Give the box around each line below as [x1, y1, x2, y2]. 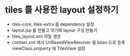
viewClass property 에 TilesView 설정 [12, 45, 86, 51]
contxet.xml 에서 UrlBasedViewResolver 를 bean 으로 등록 [12, 39, 126, 45]
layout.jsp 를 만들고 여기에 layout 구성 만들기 [12, 27, 98, 33]
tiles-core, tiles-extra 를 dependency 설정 [12, 21, 94, 27]
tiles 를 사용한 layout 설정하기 [5, 4, 118, 15]
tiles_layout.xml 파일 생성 [12, 33, 61, 39]
